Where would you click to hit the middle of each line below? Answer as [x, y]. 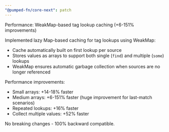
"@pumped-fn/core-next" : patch [38, 10]
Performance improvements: [35, 82]
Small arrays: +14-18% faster [43, 92]
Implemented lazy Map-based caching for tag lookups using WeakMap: [80, 40]
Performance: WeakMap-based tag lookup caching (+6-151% [69, 25]
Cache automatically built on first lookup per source [67, 50]
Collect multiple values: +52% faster [50, 114]
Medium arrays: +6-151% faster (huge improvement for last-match [82, 97]
